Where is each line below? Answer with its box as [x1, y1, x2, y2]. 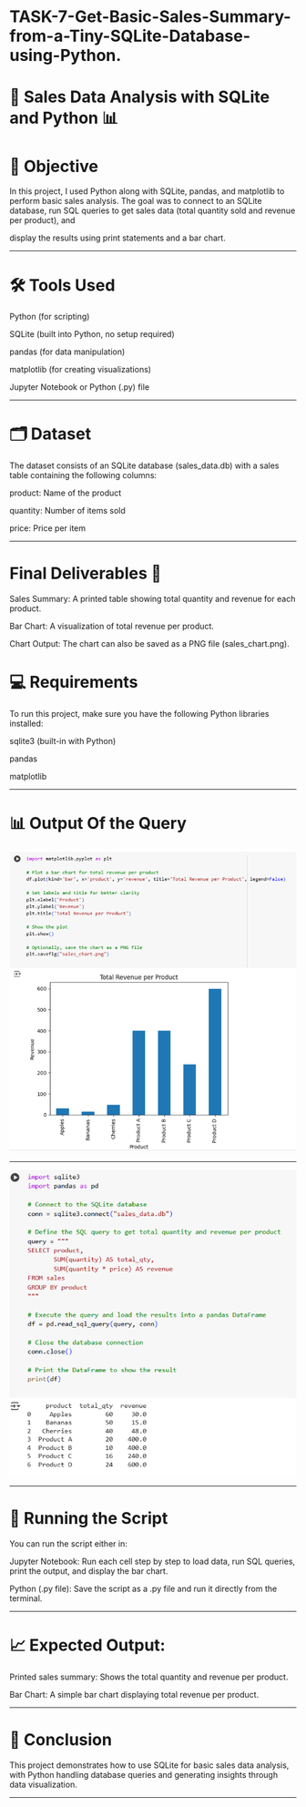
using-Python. [9, 46, 122, 66]
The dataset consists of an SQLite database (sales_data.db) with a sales [9, 460, 280, 471]
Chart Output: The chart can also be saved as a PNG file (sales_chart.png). [9, 638, 290, 649]
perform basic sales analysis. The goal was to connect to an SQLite [9, 196, 262, 207]
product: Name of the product [9, 487, 122, 498]
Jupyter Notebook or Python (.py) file [9, 382, 150, 393]
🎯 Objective [9, 156, 98, 177]
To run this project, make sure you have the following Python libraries [9, 709, 270, 720]
